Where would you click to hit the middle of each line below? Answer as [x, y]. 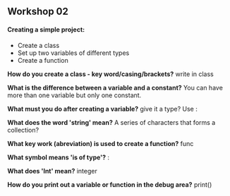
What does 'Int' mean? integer [52, 171]
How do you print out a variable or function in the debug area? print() [110, 184]
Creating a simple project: [46, 29]
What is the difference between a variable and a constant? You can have [115, 87]
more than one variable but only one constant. [74, 95]
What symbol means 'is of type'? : [59, 157]
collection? [23, 130]
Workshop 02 [38, 12]
